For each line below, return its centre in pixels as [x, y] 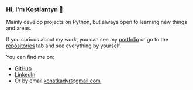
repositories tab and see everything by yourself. [64, 46]
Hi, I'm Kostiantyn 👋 [35, 9]
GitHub [23, 68]
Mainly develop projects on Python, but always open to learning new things [96, 22]
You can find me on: [30, 57]
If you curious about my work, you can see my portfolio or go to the [87, 40]
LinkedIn [25, 75]
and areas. [19, 28]
